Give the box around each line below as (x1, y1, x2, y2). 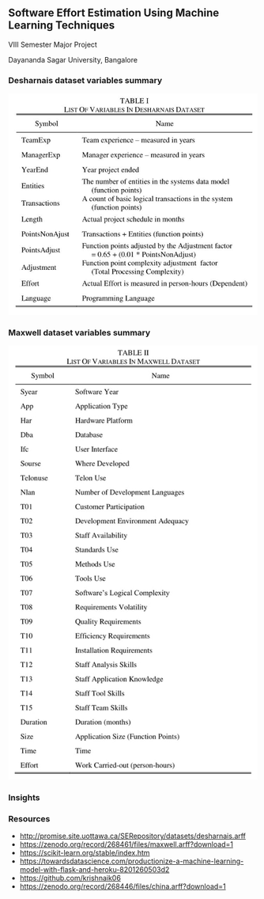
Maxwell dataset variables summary (8, 327, 151, 338)
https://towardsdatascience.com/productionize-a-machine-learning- (19, 856, 244, 866)
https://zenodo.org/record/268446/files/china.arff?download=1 (19, 882, 227, 891)
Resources (8, 813, 51, 824)
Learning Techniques (8, 19, 115, 32)
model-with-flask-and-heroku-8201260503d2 (19, 865, 170, 874)
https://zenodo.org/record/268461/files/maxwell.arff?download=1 (19, 840, 233, 849)
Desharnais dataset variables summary (8, 74, 163, 85)
